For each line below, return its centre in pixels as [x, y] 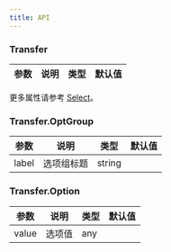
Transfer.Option [45, 192]
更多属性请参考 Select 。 [54, 97]
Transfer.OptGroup [52, 121]
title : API [30, 18]
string [109, 163]
